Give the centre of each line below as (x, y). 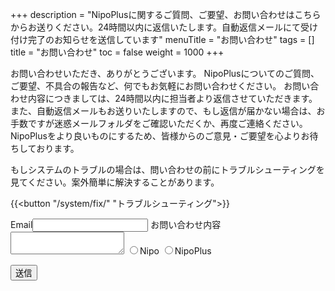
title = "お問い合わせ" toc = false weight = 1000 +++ (117, 52)
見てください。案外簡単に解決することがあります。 (115, 182)
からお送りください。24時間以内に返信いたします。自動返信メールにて (155, 27)
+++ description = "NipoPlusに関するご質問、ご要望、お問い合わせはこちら (166, 14)
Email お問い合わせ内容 (116, 224)
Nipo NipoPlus (175, 251)
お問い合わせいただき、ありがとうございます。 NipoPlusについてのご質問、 (165, 73)
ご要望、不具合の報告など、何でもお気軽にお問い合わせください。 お (151, 86)
